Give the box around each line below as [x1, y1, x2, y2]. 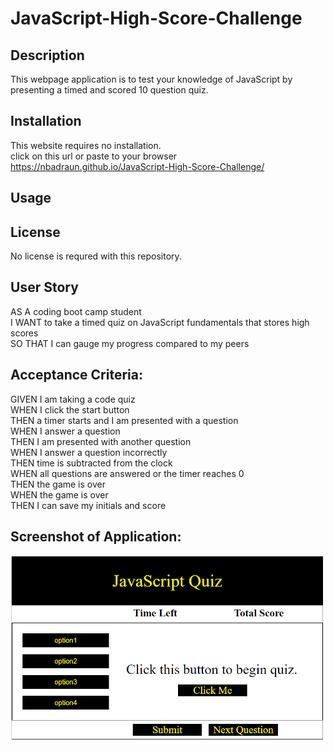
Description [10, 47, 85, 64]
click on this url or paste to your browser [10, 150, 178, 162]
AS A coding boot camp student [10, 305, 142, 317]
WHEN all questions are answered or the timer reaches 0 [10, 467, 245, 479]
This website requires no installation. [10, 139, 162, 151]
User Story [10, 279, 79, 296]
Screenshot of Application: [10, 528, 182, 546]
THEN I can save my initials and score [10, 499, 167, 511]
